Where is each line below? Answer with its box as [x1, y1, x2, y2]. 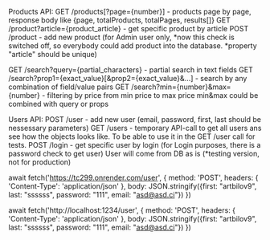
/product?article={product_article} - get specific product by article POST [8, 24, 249, 33]
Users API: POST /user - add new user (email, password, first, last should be [8, 115, 261, 124]
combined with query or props [8, 100, 109, 108]
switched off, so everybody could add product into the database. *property [8, 41, 257, 51]
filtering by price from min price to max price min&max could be [47, 91, 259, 100]
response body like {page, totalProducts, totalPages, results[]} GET [8, 15, 231, 25]
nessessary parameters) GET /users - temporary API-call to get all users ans [8, 124, 262, 132]
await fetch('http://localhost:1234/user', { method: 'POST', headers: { [8, 205, 235, 215]
